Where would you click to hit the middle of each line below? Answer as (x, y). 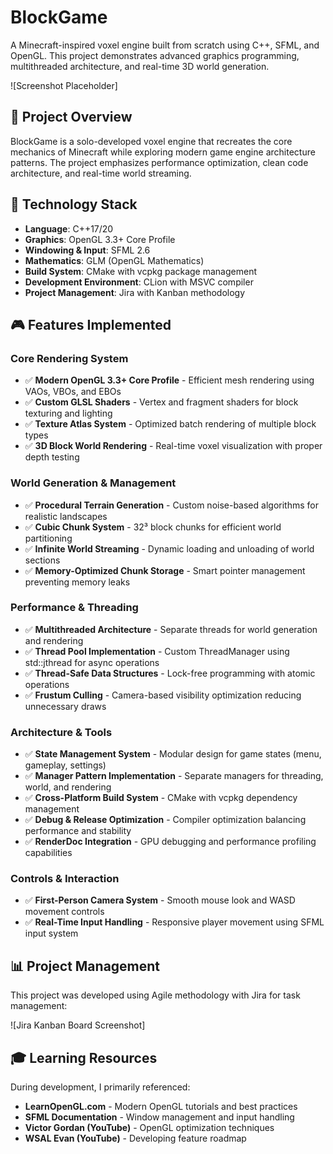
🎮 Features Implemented (91, 324)
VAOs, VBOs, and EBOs (73, 392)
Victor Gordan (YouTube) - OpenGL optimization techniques (149, 1128)
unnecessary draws (65, 706)
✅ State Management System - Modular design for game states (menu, (173, 754)
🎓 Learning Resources (84, 1057)
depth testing (52, 457)
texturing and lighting (68, 413)
